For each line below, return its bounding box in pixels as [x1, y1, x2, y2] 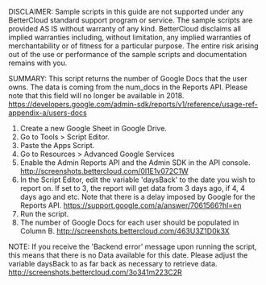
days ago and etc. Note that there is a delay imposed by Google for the [19, 192, 256, 201]
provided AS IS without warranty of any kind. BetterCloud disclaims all [8, 24, 242, 33]
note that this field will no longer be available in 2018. [8, 91, 185, 100]
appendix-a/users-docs [8, 108, 87, 118]
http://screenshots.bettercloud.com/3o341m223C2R [8, 267, 183, 277]
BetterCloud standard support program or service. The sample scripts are [8, 15, 253, 25]
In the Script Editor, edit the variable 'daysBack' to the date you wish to [19, 175, 256, 184]
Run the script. [19, 209, 69, 218]
